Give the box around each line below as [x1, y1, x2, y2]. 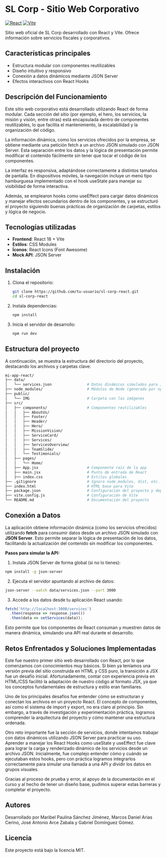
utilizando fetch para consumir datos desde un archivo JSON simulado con [5, 530, 158, 536]
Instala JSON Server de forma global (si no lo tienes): [12, 559, 121, 565]
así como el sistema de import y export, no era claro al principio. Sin [5, 704, 144, 710]
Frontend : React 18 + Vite [12, 236, 65, 242]
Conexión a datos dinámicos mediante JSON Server [12, 73, 118, 79]
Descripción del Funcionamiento [5, 93, 107, 101]
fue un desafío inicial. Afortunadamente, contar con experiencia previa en [5, 673, 155, 679]
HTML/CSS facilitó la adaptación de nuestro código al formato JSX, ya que [5, 679, 157, 684]
